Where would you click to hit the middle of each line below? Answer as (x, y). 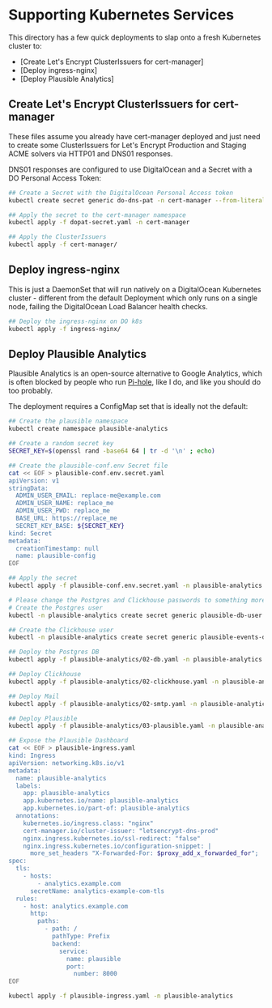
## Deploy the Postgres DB (54, 652)
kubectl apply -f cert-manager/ (63, 245)
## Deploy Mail (34, 696)
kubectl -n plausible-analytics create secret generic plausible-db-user (136, 615)
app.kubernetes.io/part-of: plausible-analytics (106, 808)
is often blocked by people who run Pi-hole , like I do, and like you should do (135, 382)
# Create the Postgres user (56, 608)
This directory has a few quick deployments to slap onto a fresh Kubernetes (135, 37)
